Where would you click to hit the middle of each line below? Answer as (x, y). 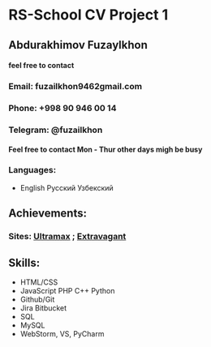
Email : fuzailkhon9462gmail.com (75, 87)
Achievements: (48, 214)
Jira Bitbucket (43, 308)
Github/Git (37, 299)
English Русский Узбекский (67, 187)
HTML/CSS (39, 282)
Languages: (32, 170)
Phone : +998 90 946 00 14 (62, 109)
